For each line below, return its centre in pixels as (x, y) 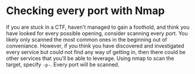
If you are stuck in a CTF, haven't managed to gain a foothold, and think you (98, 27)
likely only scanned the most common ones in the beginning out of (87, 39)
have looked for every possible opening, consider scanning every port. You (97, 33)
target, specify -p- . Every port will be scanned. (63, 64)
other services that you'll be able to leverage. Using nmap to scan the (90, 58)
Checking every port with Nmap (85, 11)
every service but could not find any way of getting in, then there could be (96, 52)
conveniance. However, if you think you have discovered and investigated (95, 46)
